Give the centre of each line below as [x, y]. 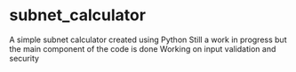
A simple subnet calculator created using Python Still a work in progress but [148, 40]
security [24, 58]
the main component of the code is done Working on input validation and [143, 48]
